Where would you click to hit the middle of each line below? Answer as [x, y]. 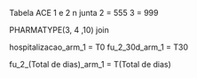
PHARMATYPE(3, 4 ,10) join [59, 30]
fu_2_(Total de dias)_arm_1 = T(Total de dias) [90, 64]
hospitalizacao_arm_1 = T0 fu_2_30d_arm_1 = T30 [99, 47]
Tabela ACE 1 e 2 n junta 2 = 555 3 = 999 [84, 13]
